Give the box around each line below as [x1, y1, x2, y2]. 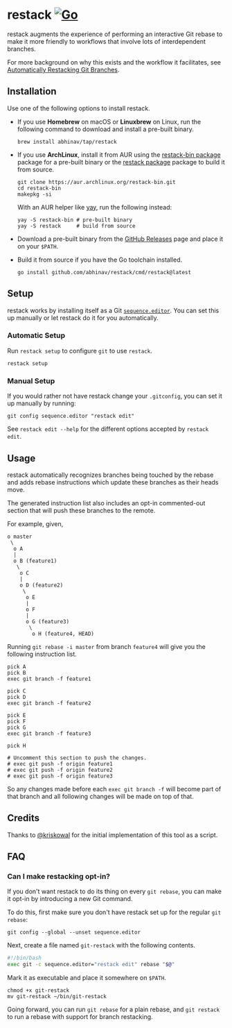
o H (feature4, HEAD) [32, 630, 95, 637]
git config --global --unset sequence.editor [7, 929, 141, 936]
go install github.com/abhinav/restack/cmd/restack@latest [17, 269, 192, 276]
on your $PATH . [17, 242, 59, 250]
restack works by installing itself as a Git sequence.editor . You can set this [7, 306, 220, 314]
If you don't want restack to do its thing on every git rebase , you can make [7, 887, 222, 895]
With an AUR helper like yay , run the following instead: [17, 203, 172, 211]
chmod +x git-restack [7, 987, 70, 994]
